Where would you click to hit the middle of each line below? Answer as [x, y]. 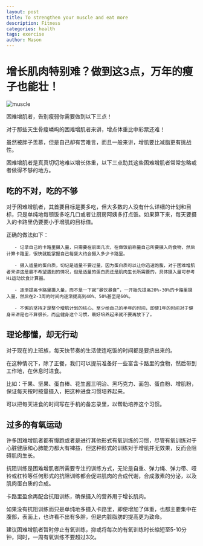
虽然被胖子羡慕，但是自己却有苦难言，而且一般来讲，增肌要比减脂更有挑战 [99, 142]
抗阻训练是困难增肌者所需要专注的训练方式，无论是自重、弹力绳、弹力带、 [99, 469]
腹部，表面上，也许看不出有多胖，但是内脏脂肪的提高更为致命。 [85, 517]
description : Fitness [34, 23]
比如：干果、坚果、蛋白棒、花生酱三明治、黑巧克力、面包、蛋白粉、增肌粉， [101, 383]
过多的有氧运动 [34, 425]
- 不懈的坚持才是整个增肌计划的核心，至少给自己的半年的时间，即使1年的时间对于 [101, 308]
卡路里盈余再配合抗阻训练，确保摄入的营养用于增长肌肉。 [78, 496]
